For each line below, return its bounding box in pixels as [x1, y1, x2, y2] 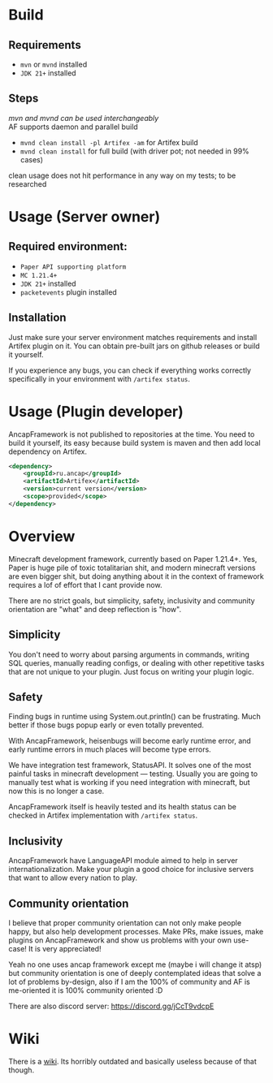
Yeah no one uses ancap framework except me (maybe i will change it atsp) [8, 960, 262, 969]
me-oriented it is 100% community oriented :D [8, 986, 163, 995]
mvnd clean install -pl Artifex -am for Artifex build [19, 137, 199, 147]
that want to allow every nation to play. [8, 873, 138, 882]
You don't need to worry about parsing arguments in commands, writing [8, 649, 250, 659]
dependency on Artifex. [8, 447, 88, 456]
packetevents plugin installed [19, 287, 118, 297]
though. [8, 1065, 35, 1075]
